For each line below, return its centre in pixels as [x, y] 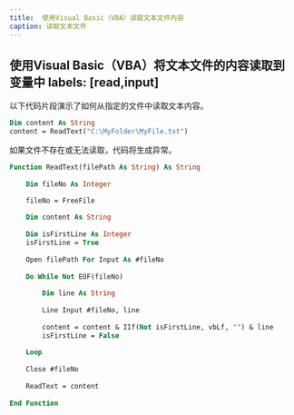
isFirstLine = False [81, 336]
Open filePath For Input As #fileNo [95, 260]
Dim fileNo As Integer [69, 184]
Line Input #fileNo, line [91, 311]
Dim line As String [79, 293]
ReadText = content [63, 386]
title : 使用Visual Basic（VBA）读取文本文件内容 [97, 18]
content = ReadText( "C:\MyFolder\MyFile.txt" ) [99, 132]
